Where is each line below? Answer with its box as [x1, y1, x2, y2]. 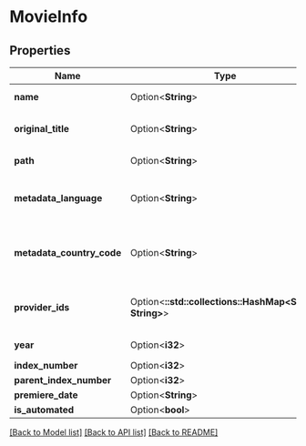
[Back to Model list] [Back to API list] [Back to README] [9, 427, 219, 438]
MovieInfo [9, 6, 88, 27]
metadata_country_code [14, 247, 122, 258]
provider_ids [14, 301, 70, 313]
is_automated [14, 403, 75, 416]
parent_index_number [14, 374, 112, 386]
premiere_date [14, 389, 79, 401]
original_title [14, 123, 70, 135]
